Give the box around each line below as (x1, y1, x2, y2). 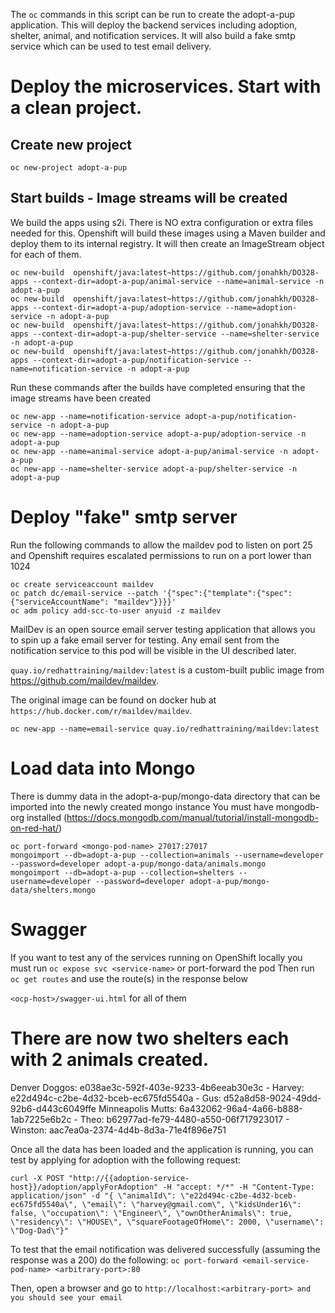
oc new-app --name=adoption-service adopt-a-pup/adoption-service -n (10, 429, 307, 439)
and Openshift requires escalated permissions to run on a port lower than (10, 549, 312, 561)
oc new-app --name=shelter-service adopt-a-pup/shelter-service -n (10, 464, 298, 474)
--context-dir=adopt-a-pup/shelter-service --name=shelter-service (32, 329, 320, 339)
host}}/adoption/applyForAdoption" (10, 1182, 159, 1192)
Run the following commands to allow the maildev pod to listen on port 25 (10, 539, 313, 551)
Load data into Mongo (10, 757, 196, 779)
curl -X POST (10, 1173, 65, 1183)
